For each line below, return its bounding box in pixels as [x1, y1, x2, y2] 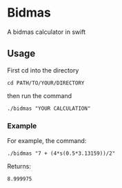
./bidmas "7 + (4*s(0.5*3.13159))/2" [7, 150, 116, 157]
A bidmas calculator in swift [7, 28, 86, 36]
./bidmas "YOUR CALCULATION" [7, 105, 91, 112]
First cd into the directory [7, 66, 79, 74]
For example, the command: [7, 137, 87, 145]
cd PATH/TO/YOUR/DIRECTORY [7, 79, 85, 86]
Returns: [7, 162, 32, 171]
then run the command [7, 91, 72, 100]
